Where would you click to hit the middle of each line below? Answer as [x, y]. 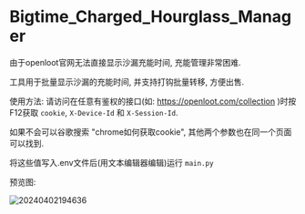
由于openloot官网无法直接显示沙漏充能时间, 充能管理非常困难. [125, 62]
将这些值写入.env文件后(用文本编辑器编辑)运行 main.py [112, 162]
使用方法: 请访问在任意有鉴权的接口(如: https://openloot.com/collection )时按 [153, 101]
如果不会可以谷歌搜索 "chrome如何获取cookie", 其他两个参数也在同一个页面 [151, 132]
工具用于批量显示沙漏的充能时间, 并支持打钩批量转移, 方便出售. [127, 82]
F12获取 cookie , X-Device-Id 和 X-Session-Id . [94, 112]
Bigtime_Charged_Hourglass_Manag [151, 17]
